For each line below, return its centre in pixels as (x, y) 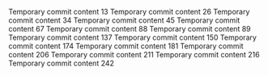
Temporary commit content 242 (62, 63)
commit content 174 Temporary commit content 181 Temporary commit (126, 46)
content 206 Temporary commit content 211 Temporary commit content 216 (134, 55)
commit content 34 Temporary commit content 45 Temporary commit (124, 20)
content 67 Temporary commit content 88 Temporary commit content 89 (130, 29)
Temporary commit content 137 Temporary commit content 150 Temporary (133, 37)
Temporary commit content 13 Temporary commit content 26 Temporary (129, 12)
